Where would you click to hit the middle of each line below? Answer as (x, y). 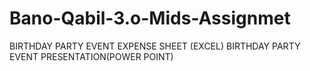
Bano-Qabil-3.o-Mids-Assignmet (150, 18)
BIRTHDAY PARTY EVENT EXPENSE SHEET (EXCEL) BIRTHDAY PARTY (155, 46)
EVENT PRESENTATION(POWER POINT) (91, 56)
